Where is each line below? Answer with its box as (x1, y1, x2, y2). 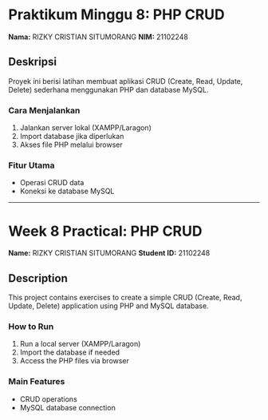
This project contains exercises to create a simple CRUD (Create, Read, (8, 293, 242, 303)
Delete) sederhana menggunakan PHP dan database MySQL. (8, 85, 209, 94)
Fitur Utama (8, 160, 55, 171)
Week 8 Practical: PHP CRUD (8, 222, 203, 240)
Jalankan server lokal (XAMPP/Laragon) (19, 123, 152, 133)
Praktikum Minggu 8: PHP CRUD (8, 6, 225, 24)
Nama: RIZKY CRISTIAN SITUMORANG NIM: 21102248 (8, 32, 189, 42)
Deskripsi (8, 55, 57, 69)
